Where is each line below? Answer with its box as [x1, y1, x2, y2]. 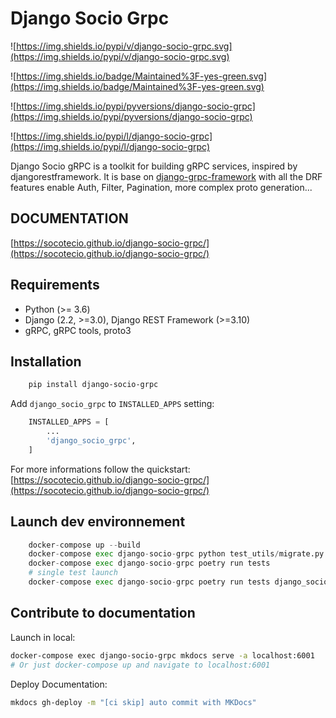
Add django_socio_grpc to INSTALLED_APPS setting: [10, 398, 215, 410]
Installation [10, 353, 82, 370]
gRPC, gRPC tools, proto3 [24, 324, 132, 336]
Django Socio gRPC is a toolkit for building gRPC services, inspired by [10, 160, 298, 172]
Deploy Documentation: [10, 678, 108, 690]
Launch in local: [10, 631, 76, 643]
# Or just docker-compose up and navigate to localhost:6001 [10, 660, 271, 670]
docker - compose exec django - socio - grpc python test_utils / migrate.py [28, 549, 325, 559]
